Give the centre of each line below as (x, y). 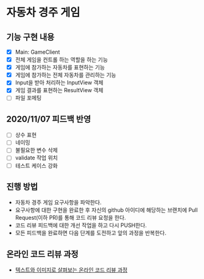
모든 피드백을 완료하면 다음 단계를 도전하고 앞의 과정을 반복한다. (90, 233)
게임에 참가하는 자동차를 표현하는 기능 (60, 67)
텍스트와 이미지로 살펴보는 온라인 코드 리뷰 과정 (71, 270)
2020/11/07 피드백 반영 (49, 119)
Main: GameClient (37, 52)
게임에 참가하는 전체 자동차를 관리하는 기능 (66, 75)
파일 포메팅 (28, 98)
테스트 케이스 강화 (36, 165)
